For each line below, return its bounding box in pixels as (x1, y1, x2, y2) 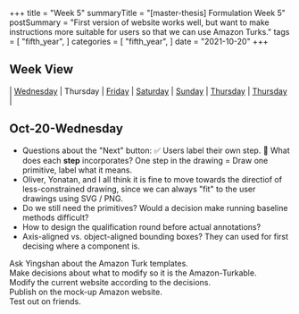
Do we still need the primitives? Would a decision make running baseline (21, 202, 288, 213)
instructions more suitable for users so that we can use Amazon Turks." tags (9, 27, 290, 37)
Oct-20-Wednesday (9, 121, 123, 137)
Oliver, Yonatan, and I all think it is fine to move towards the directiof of (21, 174, 283, 184)
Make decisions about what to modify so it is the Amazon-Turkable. (9, 267, 257, 278)
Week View (9, 62, 74, 77)
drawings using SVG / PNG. (21, 192, 123, 204)
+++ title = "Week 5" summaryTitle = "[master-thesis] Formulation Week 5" (9, 8, 286, 18)
